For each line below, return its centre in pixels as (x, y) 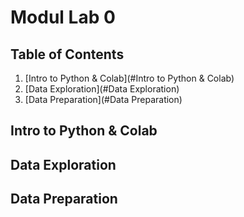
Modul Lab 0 (63, 17)
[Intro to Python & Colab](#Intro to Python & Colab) (129, 78)
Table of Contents (67, 54)
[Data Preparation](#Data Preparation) (103, 99)
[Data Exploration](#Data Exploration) (102, 89)
